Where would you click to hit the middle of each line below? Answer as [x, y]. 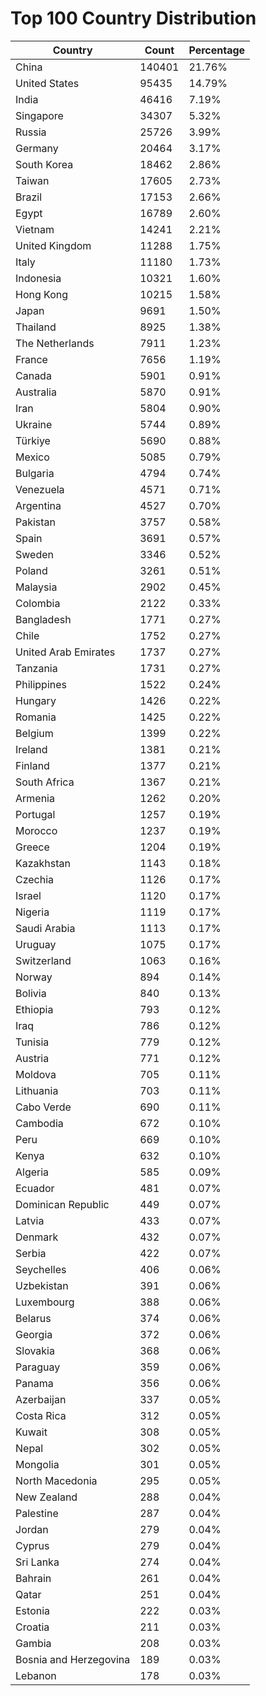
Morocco [36, 830]
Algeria [32, 1172]
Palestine [37, 1513]
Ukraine [34, 424]
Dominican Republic [62, 1204]
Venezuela [40, 489]
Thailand [36, 327]
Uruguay [36, 944]
